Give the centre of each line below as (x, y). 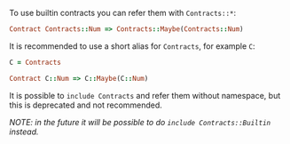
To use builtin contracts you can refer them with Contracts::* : (123, 13)
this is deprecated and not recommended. (86, 105)
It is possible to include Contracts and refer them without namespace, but (145, 95)
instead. (24, 132)
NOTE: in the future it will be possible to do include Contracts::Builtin (140, 122)
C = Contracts (35, 62)
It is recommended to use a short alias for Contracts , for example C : (132, 46)
